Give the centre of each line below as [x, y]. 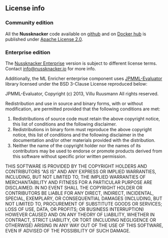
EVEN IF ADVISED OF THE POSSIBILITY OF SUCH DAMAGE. [68, 230]
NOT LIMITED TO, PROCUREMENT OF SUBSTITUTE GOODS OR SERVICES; [84, 204]
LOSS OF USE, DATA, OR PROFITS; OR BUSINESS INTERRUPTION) [75, 209]
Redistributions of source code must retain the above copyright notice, [86, 118]
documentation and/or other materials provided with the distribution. [84, 140]
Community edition [30, 23]
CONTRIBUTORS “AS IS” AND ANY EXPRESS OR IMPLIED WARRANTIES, [81, 171]
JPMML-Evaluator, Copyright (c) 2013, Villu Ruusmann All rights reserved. [82, 94]
